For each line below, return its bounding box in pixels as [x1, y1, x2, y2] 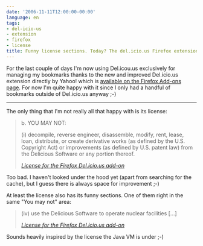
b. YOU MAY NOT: [21, 119, 66, 127]
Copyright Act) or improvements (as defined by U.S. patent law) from [21, 143, 193, 151]
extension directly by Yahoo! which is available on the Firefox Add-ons [6, 77, 181, 84]
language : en [6, 14, 39, 20]
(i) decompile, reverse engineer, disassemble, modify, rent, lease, [21, 131, 184, 138]
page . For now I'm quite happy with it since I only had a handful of [6, 84, 171, 91]
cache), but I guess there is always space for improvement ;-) [6, 180, 160, 187]
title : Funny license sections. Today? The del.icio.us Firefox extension [6, 48, 199, 54]
